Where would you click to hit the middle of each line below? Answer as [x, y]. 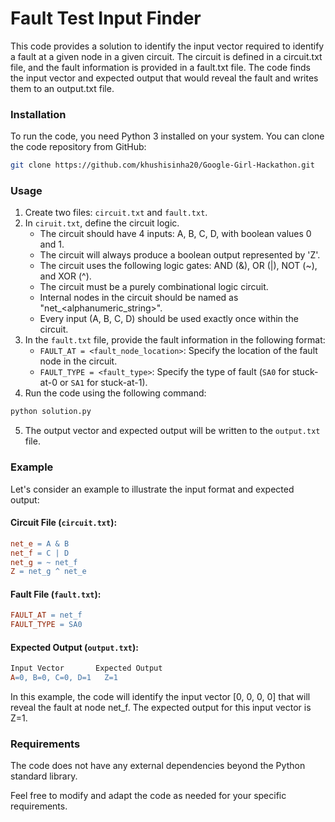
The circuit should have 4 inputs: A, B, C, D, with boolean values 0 [175, 234]
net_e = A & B [40, 543]
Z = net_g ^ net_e [48, 572]
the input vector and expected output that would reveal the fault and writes [164, 78]
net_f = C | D [40, 553]
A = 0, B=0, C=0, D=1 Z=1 [64, 678]
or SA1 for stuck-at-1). [103, 383]
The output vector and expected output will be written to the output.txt [172, 431]
